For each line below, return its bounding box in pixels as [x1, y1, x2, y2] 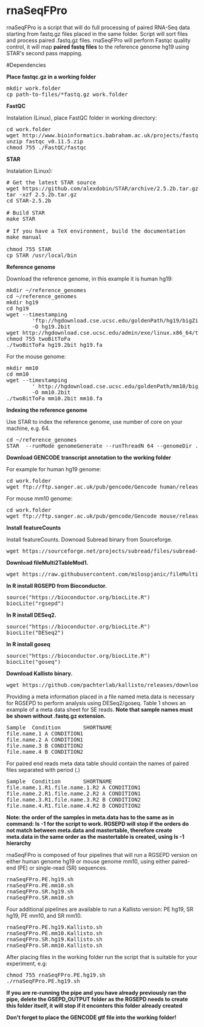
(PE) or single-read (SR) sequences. [17, 864, 107, 872]
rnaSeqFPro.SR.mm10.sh [6, 894, 74, 901]
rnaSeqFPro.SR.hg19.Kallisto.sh [6, 936, 103, 943]
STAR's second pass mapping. [6, 49, 83, 56]
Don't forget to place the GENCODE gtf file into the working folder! [6, 1014, 177, 1021]
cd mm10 [6, 370, 29, 377]
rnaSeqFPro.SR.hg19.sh [6, 888, 74, 895]
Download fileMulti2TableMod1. [6, 559, 89, 566]
